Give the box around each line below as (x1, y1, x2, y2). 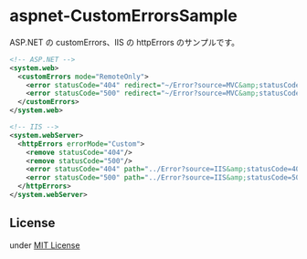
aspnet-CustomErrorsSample (9, 5, 238, 26)
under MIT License (9, 239, 80, 251)
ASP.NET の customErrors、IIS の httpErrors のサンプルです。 (9, 36, 240, 47)
